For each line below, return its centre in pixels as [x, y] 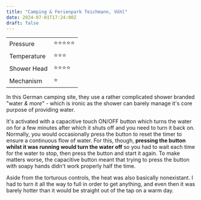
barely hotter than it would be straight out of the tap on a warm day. [90, 190]
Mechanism [26, 80]
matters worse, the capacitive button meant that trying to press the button [98, 160]
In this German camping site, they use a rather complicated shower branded [100, 97]
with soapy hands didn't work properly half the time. [71, 166]
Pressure [22, 44]
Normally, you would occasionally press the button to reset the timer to [94, 134]
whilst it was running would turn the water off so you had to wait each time [101, 147]
